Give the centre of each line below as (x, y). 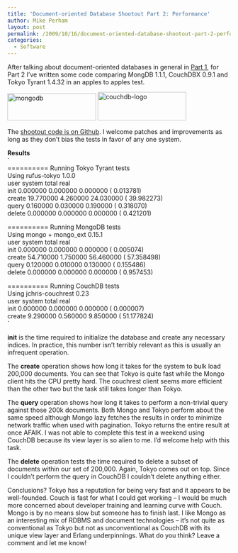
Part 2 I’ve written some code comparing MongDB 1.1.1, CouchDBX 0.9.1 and (118, 74)
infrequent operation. (38, 352)
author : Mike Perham (38, 21)
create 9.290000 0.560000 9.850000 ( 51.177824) (81, 316)
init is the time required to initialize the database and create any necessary (116, 337)
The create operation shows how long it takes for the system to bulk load (114, 366)
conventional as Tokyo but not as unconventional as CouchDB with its (109, 528)
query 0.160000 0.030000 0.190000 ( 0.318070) (77, 206)
